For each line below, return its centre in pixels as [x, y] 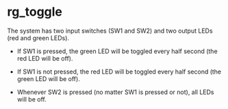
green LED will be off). [48, 78]
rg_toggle [35, 12]
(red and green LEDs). [38, 37]
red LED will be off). [45, 58]
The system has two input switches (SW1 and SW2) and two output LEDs [110, 31]
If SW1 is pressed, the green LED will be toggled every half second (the [117, 51]
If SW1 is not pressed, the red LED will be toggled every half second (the [119, 72]
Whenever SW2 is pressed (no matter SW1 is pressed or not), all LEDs [115, 92]
